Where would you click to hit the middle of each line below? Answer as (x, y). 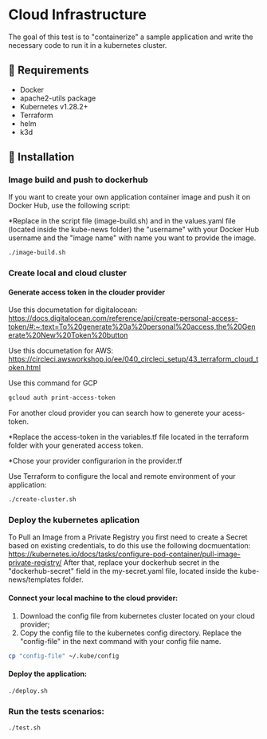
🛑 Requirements (49, 71)
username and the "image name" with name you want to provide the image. (132, 238)
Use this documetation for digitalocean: (73, 310)
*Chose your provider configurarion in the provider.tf (95, 461)
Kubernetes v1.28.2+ (54, 106)
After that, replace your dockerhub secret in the (141, 563)
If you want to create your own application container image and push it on (130, 197)
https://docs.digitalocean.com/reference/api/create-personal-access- (124, 318)
